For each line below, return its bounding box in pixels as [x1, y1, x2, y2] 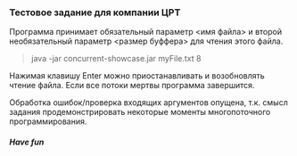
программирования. [9, 116, 87, 127]
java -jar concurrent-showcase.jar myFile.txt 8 [30, 53, 202, 64]
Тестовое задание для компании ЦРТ [9, 6, 181, 19]
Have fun [9, 136, 45, 147]
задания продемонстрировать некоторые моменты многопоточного [9, 107, 271, 118]
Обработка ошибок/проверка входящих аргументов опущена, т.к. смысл [9, 97, 288, 108]
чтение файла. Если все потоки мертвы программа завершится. [9, 80, 255, 91]
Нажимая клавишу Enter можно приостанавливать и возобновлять [9, 70, 265, 81]
